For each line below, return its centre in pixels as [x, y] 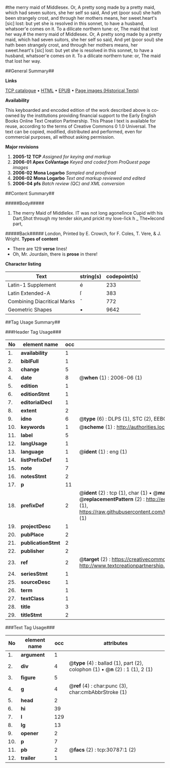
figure [28, 678]
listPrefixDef [36, 460]
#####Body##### [25, 203]
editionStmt [35, 394]
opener [30, 733]
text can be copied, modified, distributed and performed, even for [74, 132]
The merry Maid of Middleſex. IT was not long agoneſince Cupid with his [88, 213]
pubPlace [33, 535]
